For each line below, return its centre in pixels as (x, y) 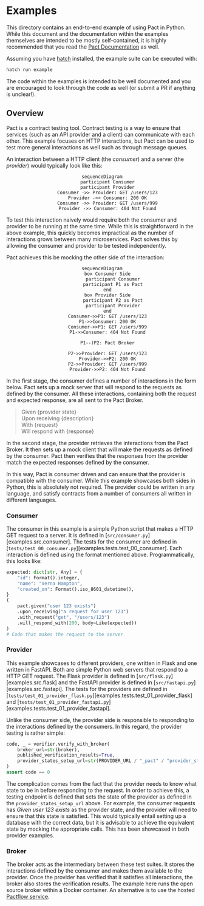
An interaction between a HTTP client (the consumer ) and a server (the (95, 159)
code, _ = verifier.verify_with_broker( (58, 744)
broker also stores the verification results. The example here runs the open (100, 884)
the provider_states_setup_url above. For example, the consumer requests (101, 803)
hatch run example (29, 70)
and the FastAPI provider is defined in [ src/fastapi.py (126, 682)
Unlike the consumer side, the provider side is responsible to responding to (100, 720)
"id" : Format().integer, (49, 577)
